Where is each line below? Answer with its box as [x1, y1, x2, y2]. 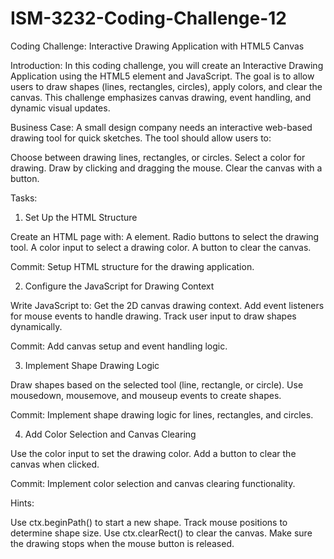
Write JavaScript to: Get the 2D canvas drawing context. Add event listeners [10, 299, 325, 311]
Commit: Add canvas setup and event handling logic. [10, 340, 228, 352]
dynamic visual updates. [10, 102, 111, 114]
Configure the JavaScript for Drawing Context [24, 280, 215, 292]
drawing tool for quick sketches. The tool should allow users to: [10, 132, 272, 144]
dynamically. [10, 320, 63, 332]
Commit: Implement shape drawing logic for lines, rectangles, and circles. [10, 408, 314, 421]
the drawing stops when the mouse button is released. [10, 537, 235, 549]
